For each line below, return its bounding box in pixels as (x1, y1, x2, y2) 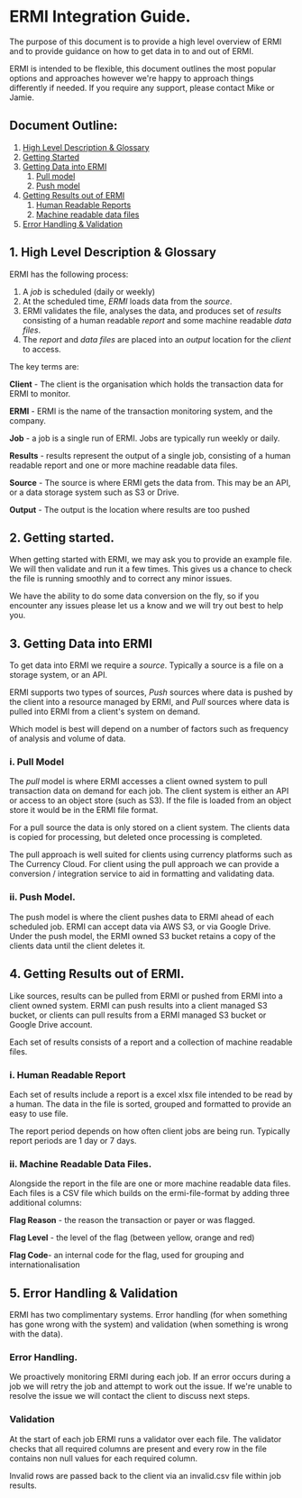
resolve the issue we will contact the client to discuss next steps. (9, 1391, 251, 1402)
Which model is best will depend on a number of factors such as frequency (9, 724, 288, 735)
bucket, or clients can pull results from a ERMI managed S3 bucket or (9, 1009, 267, 1020)
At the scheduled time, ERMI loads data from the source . (22, 296, 233, 306)
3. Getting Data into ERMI (9, 635, 153, 651)
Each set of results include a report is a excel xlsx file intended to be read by (9, 1089, 293, 1100)
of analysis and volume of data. (9, 733, 126, 744)
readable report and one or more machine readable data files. (9, 460, 238, 470)
